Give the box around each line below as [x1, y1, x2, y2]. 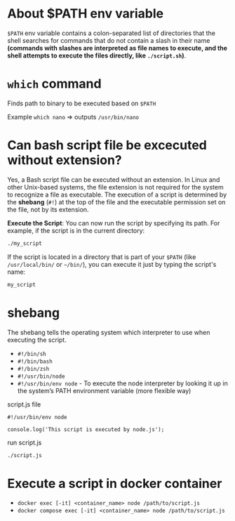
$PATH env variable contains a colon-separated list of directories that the [7, 29, 216, 37]
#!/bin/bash [17, 357, 53, 365]
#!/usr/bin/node [17, 373, 65, 380]
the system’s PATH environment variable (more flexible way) [17, 386, 192, 395]
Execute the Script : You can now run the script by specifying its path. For [7, 218, 220, 227]
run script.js [7, 438, 42, 447]
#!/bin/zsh [17, 365, 50, 372]
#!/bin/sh [17, 350, 47, 357]
